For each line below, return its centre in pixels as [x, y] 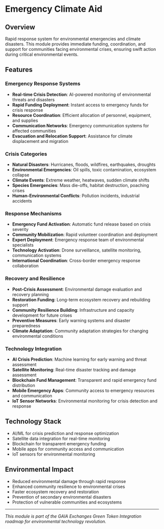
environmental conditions [38, 336]
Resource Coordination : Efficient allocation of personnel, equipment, [82, 115]
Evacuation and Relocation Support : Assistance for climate [72, 136]
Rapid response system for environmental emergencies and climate [73, 39]
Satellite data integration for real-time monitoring [61, 438]
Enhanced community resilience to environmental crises [69, 486]
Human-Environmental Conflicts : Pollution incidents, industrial [76, 195]
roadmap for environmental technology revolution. [56, 521]
